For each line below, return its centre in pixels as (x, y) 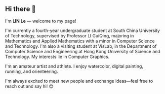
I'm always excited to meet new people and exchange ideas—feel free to (79, 81)
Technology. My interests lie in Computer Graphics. (57, 57)
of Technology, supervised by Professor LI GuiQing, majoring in (70, 35)
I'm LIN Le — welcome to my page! (41, 21)
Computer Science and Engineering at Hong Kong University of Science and (83, 51)
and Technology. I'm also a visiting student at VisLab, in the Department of (81, 46)
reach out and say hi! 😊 (29, 86)
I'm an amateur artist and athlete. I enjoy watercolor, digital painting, (74, 66)
